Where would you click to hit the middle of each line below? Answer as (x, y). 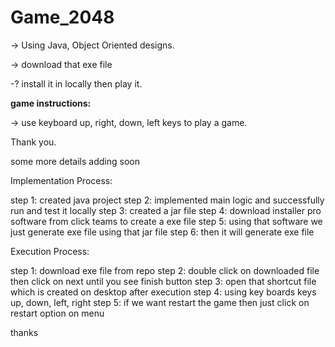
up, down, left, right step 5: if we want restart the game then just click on (160, 302)
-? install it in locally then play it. (76, 83)
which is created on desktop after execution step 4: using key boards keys (163, 292)
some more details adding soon (75, 161)
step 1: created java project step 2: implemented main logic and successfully (167, 200)
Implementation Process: (61, 180)
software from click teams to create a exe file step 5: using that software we (166, 221)
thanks (24, 332)
